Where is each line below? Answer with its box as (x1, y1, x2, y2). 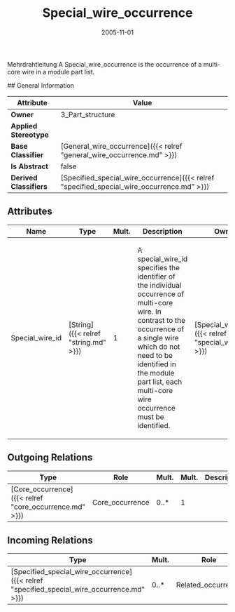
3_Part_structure (60, 109, 115, 119)
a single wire (137, 333, 180, 342)
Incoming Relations (7, 534, 93, 546)
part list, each (137, 377, 183, 387)
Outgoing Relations (7, 451, 93, 464)
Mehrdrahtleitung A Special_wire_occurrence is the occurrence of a (7, 60, 202, 68)
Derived (10, 173, 38, 182)
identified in (137, 359, 176, 369)
